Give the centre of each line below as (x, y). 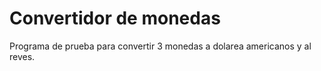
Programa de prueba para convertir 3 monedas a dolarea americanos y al (160, 46)
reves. (22, 56)
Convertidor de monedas (115, 18)
